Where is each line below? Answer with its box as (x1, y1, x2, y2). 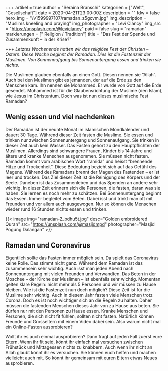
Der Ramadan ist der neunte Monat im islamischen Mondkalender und (5, 126, 149, 132)
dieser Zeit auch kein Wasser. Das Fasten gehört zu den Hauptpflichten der (5, 142, 160, 148)
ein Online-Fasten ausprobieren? (5, 324, 73, 330)
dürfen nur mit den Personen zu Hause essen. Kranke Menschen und (5, 308, 148, 314)
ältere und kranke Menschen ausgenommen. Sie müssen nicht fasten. (5, 153, 149, 159)
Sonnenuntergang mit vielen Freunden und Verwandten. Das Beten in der (5, 271, 156, 277)
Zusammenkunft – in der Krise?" (5, 36, 72, 42)
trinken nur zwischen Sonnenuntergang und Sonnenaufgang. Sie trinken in (5, 137, 159, 143)
